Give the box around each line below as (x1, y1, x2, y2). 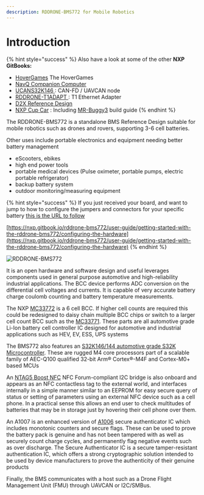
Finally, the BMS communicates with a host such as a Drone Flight (6, 475, 172, 482)
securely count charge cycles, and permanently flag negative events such (6, 437, 192, 444)
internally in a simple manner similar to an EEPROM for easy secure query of (6, 386, 198, 394)
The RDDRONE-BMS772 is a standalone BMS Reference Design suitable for (6, 118, 196, 125)
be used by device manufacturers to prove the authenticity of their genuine (6, 457, 195, 464)
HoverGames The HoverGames (15, 74, 94, 81)
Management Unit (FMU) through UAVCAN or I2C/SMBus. (6, 482, 151, 489)
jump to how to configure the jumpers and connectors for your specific (6, 205, 185, 212)
